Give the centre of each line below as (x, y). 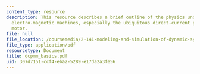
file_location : (25, 39)
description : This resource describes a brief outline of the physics (96, 17)
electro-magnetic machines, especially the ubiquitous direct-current (101, 23)
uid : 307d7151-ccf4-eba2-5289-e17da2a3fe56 (61, 61)
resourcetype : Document (36, 51)
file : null (20, 34)
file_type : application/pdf (41, 45)
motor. (20, 28)
